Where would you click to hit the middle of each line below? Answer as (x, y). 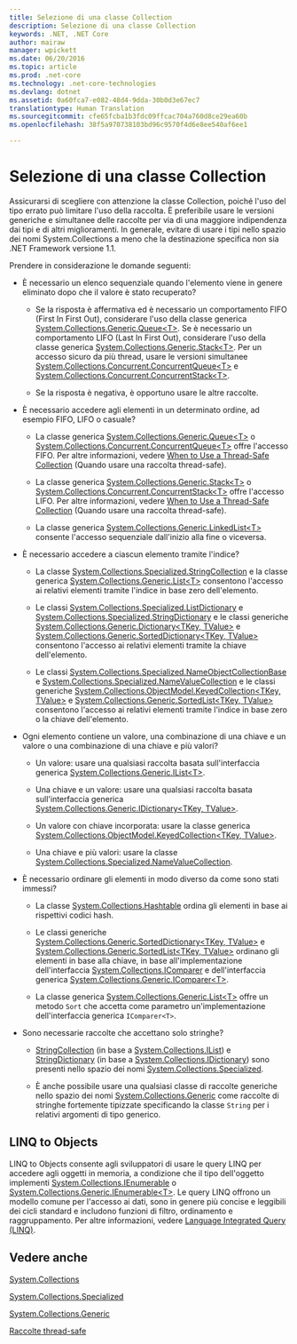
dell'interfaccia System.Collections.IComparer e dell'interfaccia (150, 970)
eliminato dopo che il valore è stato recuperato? (109, 292)
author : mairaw (37, 42)
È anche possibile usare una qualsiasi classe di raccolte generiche (156, 1086)
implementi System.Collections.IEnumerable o (93, 1182)
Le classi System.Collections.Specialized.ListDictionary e (139, 607)
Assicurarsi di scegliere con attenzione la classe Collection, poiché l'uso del (148, 201)
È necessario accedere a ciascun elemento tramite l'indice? (130, 554)
